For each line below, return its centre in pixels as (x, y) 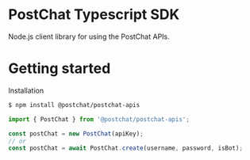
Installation (26, 90)
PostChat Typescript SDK (94, 15)
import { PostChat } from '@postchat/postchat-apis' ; (99, 119)
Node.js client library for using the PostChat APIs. (89, 36)
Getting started (60, 69)
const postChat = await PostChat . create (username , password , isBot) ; (126, 148)
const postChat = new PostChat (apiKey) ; (76, 133)
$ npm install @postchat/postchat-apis (74, 105)
